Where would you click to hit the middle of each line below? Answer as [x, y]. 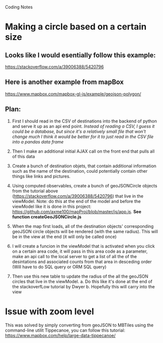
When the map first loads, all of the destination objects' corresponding [83, 226]
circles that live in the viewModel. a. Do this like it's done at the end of [82, 281]
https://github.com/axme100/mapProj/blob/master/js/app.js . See [77, 211]
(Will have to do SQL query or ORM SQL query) [59, 267]
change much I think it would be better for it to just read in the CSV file [83, 137]
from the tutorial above [35, 191]
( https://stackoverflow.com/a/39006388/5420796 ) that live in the [78, 196]
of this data [23, 156]
